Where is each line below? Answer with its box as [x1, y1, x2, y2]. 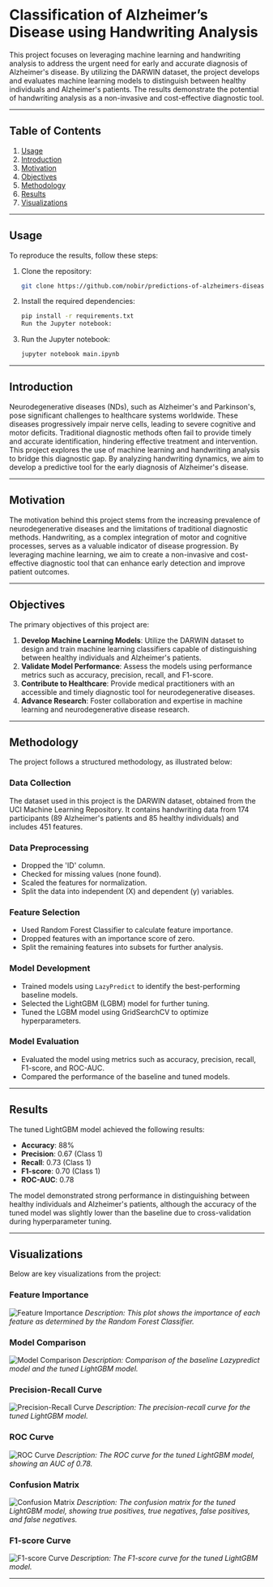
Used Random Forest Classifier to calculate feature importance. [20, 925, 233, 935]
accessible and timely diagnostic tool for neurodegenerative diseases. [20, 687, 256, 696]
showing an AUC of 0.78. [9, 1459, 93, 1468]
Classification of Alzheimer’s [9, 6, 209, 24]
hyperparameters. [20, 1016, 82, 1025]
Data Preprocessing [9, 842, 89, 853]
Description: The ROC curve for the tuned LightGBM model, [56, 1450, 255, 1459]
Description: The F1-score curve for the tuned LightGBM [70, 1554, 258, 1563]
